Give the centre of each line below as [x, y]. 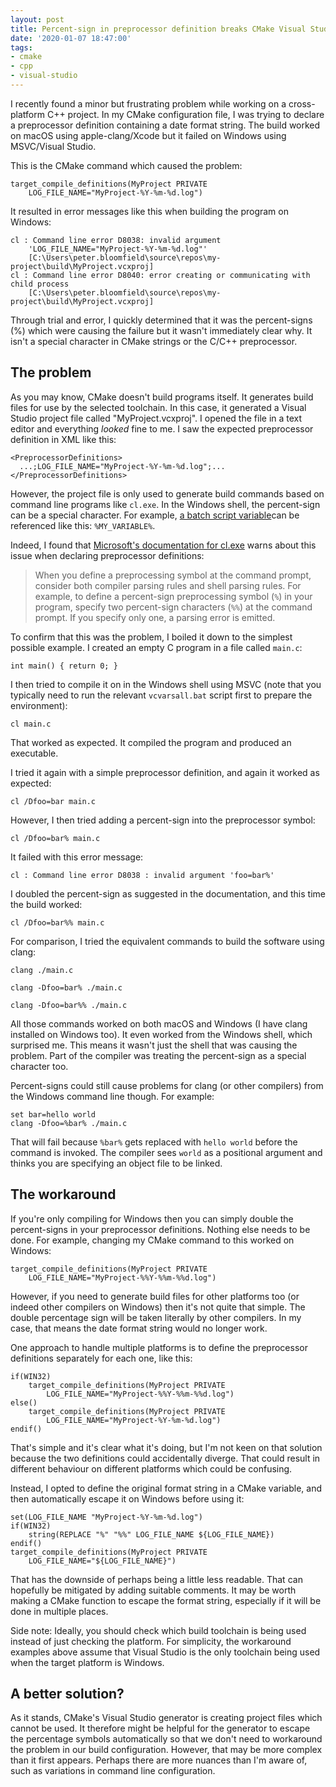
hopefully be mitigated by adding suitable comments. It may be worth [153, 1590]
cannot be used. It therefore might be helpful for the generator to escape [160, 1728]
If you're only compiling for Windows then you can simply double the [152, 1218]
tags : [21, 47]
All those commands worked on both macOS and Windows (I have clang [159, 1023]
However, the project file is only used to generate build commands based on [167, 493]
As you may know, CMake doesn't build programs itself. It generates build [162, 397]
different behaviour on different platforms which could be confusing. [151, 1468]
